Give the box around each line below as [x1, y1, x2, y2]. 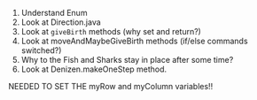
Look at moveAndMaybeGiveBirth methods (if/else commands [20, 35, 249, 46]
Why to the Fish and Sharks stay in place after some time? [20, 55, 234, 65]
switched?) [20, 45, 62, 56]
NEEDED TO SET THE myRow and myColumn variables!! [8, 81, 214, 91]
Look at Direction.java [20, 17, 101, 27]
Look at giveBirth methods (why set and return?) [20, 27, 201, 36]
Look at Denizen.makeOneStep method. [20, 64, 167, 74]
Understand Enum [20, 8, 88, 18]
